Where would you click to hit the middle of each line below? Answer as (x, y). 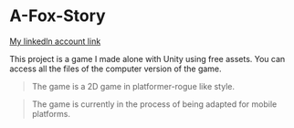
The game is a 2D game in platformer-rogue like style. (133, 86)
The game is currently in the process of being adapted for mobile (154, 104)
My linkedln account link (55, 41)
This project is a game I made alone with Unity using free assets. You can (147, 59)
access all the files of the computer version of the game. (115, 69)
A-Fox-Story (58, 16)
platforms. (51, 113)
